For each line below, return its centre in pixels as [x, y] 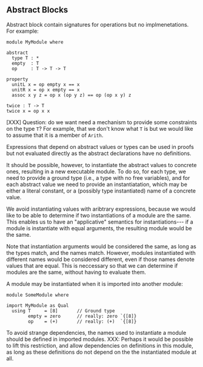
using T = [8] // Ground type [63, 311]
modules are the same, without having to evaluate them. [76, 272]
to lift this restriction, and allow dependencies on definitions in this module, [100, 345]
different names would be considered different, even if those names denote [101, 259]
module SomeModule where [38, 295]
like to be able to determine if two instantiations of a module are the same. [99, 215]
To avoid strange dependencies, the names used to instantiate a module [96, 332]
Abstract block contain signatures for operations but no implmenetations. [98, 24]
